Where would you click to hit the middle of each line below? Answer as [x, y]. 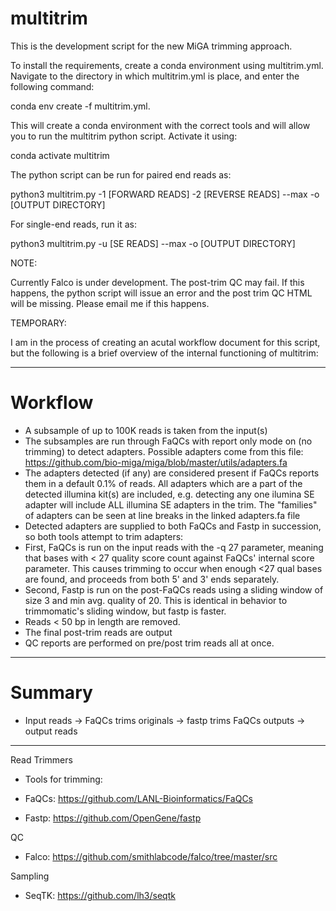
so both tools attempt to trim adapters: [104, 536]
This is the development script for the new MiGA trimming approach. [151, 46]
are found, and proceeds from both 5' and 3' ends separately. [152, 579]
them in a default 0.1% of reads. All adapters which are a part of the [163, 483]
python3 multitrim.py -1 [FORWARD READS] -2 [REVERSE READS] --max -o [165, 194]
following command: [52, 86]
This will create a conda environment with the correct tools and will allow [160, 125]
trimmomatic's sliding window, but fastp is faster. [125, 611]
